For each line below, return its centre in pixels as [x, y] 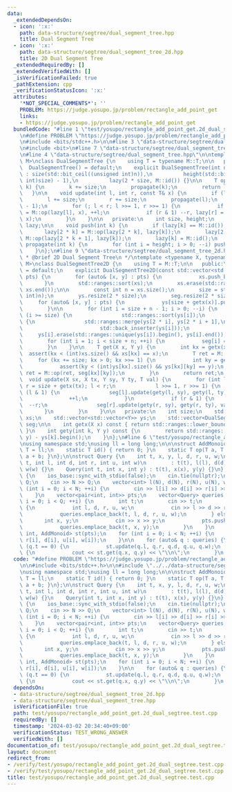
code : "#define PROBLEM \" [52, 559]
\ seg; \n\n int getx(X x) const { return [85, 424]
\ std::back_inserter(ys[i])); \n [105, 328]
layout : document [32, 752]
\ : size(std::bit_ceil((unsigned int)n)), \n [86, 174]
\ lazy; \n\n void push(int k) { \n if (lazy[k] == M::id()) [122, 225]
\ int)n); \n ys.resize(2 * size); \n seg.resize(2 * [117, 296]
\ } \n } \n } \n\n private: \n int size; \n [111, 412]
